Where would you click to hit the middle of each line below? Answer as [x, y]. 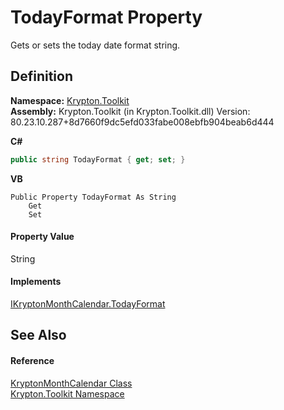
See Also [38, 335]
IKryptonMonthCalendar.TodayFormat [88, 304]
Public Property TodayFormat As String [93, 197]
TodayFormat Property [106, 17]
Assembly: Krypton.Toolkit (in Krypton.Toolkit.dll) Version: [130, 111]
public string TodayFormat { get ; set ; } [98, 159]
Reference [32, 361]
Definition [41, 76]
